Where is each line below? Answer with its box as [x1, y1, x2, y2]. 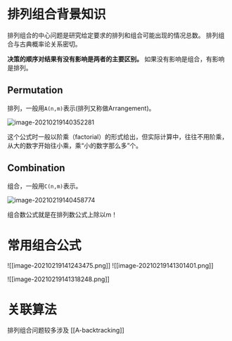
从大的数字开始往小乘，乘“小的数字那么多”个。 [7, 141, 143, 150]
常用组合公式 [7, 237, 82, 253]
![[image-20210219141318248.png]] [7, 275, 110, 283]
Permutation [7, 84, 63, 96]
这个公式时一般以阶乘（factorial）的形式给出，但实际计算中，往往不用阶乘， [7, 132, 228, 141]
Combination [7, 162, 65, 174]
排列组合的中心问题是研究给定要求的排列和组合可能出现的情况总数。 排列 [7, 31, 219, 39]
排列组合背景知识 [7, 6, 107, 22]
